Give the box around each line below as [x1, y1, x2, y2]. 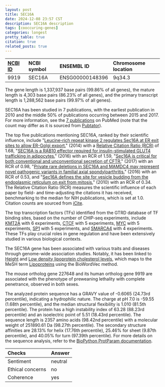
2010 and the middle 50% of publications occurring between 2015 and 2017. [5, 112, 159, 118]
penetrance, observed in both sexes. [5, 281, 80, 287]
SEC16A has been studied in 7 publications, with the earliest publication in [5, 106, 155, 112]
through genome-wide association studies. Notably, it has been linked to [5, 250, 152, 256]
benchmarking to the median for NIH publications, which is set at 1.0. [5, 195, 144, 201]
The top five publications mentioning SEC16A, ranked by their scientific [5, 132, 149, 138]
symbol [28, 66, 47, 72]
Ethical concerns [7, 366, 47, 373]
